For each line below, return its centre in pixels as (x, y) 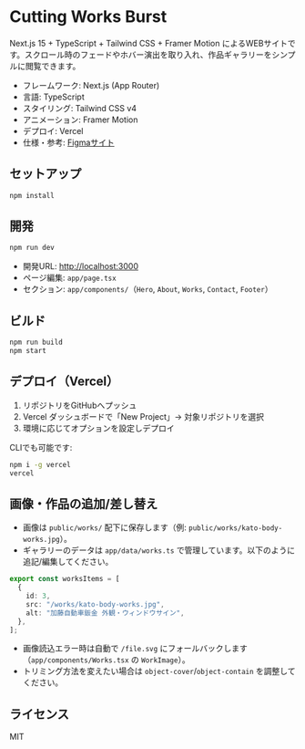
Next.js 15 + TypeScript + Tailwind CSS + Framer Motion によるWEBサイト (149, 43)
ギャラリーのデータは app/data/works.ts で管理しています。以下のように (159, 550)
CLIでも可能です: (41, 447)
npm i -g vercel (40, 464)
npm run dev (32, 248)
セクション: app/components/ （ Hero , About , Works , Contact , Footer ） (147, 289)
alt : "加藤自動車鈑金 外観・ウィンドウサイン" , (105, 613)
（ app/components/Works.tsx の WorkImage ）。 (106, 660)
